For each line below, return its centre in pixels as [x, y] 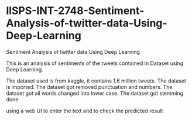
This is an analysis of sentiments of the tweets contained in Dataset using [95, 63]
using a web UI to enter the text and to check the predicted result [85, 111]
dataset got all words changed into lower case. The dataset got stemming [95, 93]
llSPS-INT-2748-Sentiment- [75, 11]
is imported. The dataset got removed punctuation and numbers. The [89, 87]
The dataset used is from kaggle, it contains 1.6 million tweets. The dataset [96, 81]
